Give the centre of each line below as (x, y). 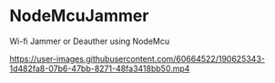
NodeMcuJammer (79, 16)
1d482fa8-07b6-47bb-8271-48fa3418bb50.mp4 (100, 68)
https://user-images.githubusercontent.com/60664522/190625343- (137, 58)
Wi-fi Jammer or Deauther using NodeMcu (90, 41)
